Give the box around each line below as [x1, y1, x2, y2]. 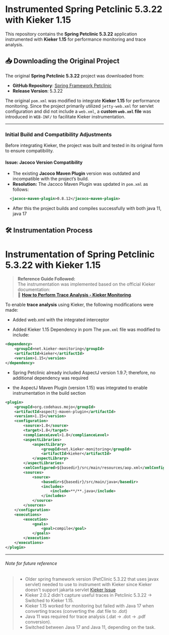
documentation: [17, 287, 50, 293]
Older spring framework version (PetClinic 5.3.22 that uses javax [25, 576, 159, 582]
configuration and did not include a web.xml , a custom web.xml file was [5, 108, 151, 114]
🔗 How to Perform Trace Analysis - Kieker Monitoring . [17, 292, 132, 298]
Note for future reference [5, 560, 57, 567]
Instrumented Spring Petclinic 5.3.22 [5, 4, 162, 15]
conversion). [25, 619, 51, 625]
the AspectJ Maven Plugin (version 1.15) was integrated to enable [12, 384, 148, 391]
